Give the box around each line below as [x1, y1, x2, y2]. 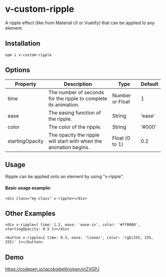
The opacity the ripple [48, 131, 100, 138]
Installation [5, 40, 41, 48]
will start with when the [48, 137, 102, 144]
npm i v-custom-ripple [5, 52, 52, 57]
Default [140, 80, 159, 87]
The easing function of [48, 109, 101, 116]
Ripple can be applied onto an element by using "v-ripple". [5, 174, 124, 180]
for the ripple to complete [48, 95, 108, 102]
